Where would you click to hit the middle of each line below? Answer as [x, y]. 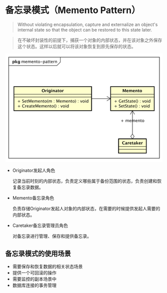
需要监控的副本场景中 [34, 279]
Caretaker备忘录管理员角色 [40, 225]
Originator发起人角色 [34, 170]
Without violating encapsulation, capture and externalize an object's [87, 24]
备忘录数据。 [30, 187]
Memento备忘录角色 [33, 198]
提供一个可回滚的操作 [34, 273]
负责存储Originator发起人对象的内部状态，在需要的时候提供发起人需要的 [86, 209]
